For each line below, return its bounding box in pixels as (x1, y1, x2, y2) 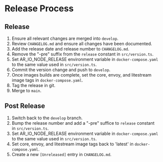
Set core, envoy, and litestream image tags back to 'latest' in (11, 141, 134, 147)
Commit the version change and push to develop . (11, 67, 111, 73)
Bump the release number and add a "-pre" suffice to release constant (11, 120, 155, 126)
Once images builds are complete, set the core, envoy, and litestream (11, 72, 152, 78)
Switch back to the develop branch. (11, 115, 83, 121)
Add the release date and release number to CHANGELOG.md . (11, 46, 130, 52)
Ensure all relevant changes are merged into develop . (11, 35, 118, 41)
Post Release (4, 102, 45, 110)
